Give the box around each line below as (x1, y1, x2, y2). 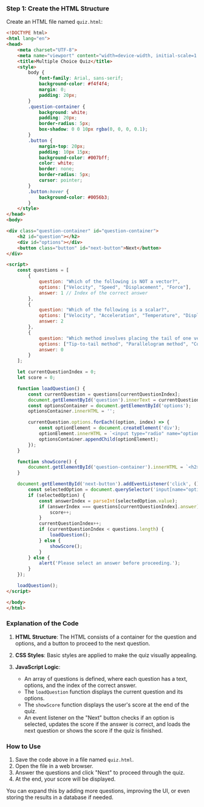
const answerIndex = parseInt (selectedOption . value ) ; (38, 498, 178, 504)
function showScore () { (17, 458, 78, 464)
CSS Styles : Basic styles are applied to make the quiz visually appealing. (15, 651, 197, 659)
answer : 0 (38, 346, 64, 353)
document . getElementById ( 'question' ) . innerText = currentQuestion (28, 397, 200, 403)
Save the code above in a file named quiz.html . (15, 756, 134, 763)
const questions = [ (17, 267, 69, 274)
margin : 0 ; (38, 87, 67, 93)
